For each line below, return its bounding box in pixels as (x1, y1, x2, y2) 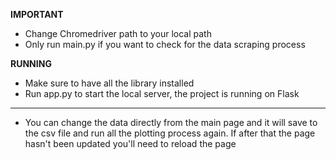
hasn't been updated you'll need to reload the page (24, 138, 237, 149)
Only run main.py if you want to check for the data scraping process (24, 39, 306, 50)
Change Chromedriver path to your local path (24, 28, 212, 39)
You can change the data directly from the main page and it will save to (24, 117, 318, 128)
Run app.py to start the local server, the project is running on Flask (24, 88, 300, 99)
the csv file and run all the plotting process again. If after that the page (24, 127, 316, 139)
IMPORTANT (10, 9, 64, 20)
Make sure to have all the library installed (24, 77, 195, 89)
